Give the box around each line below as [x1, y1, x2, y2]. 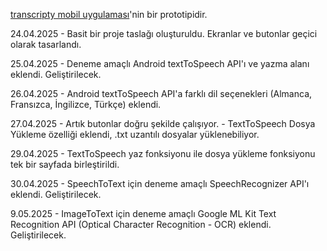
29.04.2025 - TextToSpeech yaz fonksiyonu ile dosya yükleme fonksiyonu [10, 148, 316, 159]
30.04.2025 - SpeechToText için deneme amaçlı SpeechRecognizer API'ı [10, 178, 310, 189]
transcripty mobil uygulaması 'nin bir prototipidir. [10, 9, 208, 20]
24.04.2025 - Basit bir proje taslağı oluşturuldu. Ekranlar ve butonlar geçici [10, 28, 318, 39]
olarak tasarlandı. [10, 39, 82, 50]
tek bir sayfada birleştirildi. [10, 159, 120, 170]
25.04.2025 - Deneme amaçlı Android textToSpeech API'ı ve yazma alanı [10, 58, 310, 69]
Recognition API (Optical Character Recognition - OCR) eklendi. [10, 219, 272, 230]
